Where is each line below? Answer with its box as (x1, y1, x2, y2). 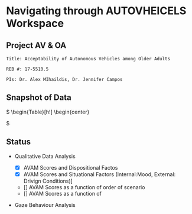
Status (6, 137, 31, 147)
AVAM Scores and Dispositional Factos (23, 164, 118, 171)
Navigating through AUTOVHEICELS (6, 4, 187, 18)
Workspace (6, 17, 64, 30)
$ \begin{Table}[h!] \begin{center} (6, 108, 90, 115)
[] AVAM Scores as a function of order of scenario (23, 183, 145, 190)
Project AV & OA (6, 40, 67, 50)
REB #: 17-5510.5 (6, 66, 49, 72)
